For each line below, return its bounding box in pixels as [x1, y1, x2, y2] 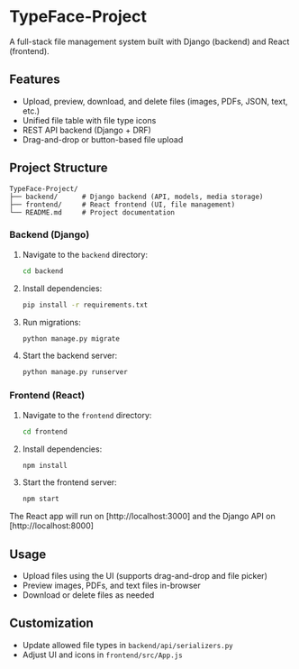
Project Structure [9, 160, 108, 176]
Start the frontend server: [22, 477, 117, 488]
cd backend [22, 266, 64, 276]
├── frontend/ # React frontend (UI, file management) [9, 200, 236, 209]
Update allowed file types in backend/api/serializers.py [22, 639, 234, 650]
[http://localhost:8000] [9, 520, 95, 531]
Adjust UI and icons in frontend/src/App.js [22, 649, 183, 660]
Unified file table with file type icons [22, 115, 157, 125]
